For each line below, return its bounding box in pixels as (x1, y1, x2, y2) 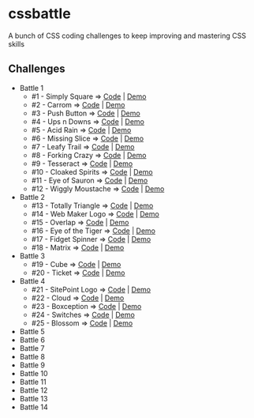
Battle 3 (19, 250, 46, 261)
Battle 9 (19, 360, 46, 370)
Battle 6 (19, 335, 46, 345)
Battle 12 (19, 385, 48, 395)
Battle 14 (19, 402, 49, 412)
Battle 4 (19, 276, 46, 285)
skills (8, 39, 25, 48)
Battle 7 (19, 343, 45, 352)
